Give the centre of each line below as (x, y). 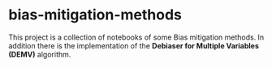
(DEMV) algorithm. (40, 54)
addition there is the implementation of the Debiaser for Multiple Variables (134, 45)
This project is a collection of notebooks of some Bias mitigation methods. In (136, 37)
